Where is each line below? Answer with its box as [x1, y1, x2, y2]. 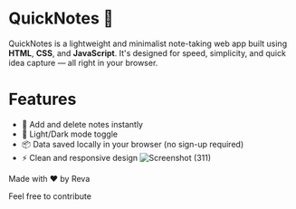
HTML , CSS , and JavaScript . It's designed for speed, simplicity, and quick [8, 47, 287, 58]
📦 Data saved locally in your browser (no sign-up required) [21, 138, 244, 149]
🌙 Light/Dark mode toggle [21, 128, 119, 139]
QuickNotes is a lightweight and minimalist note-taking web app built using [8, 38, 287, 49]
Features [8, 90, 77, 109]
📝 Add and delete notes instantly [21, 119, 144, 129]
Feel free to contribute [8, 190, 92, 202]
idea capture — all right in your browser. [8, 57, 158, 68]
